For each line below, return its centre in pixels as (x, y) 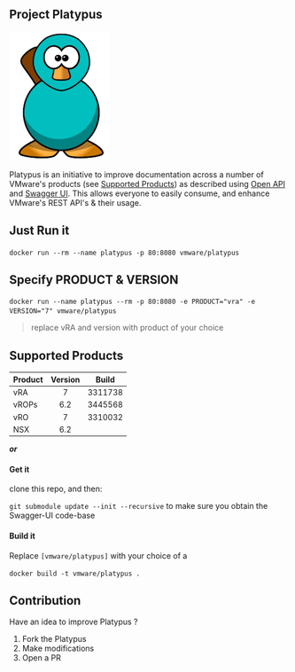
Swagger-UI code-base (52, 516)
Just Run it (39, 231)
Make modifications (58, 649)
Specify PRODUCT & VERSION (94, 280)
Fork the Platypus (54, 639)
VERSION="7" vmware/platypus (63, 311)
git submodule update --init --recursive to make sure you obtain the (139, 506)
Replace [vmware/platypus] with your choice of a (98, 555)
